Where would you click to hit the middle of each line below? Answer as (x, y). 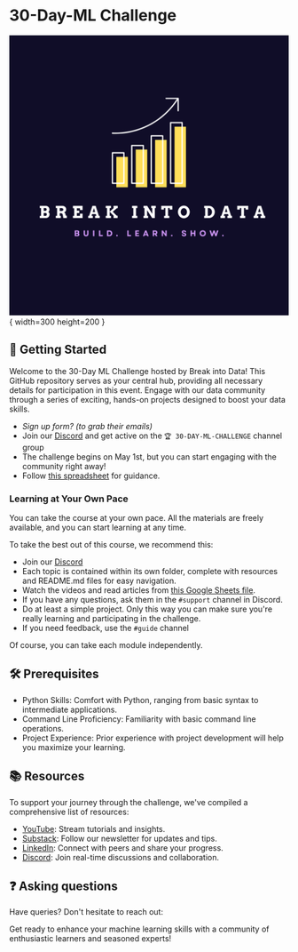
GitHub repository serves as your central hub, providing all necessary (136, 380)
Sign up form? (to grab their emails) (87, 426)
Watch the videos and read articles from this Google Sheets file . (138, 590)
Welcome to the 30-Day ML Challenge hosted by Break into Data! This (137, 371)
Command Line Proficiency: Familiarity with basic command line (139, 719)
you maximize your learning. (74, 747)
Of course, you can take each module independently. (106, 645)
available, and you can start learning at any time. (98, 528)
